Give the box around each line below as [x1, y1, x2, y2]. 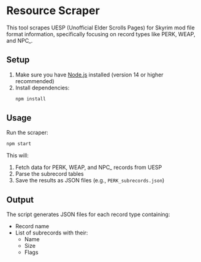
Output [6, 194, 34, 205]
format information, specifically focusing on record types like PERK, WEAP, [6, 30, 195, 37]
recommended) [15, 77, 55, 84]
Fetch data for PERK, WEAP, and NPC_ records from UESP [15, 163, 162, 171]
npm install [15, 95, 46, 102]
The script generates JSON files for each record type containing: [6, 211, 170, 218]
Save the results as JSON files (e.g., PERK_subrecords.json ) [15, 177, 165, 184]
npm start [6, 141, 32, 147]
